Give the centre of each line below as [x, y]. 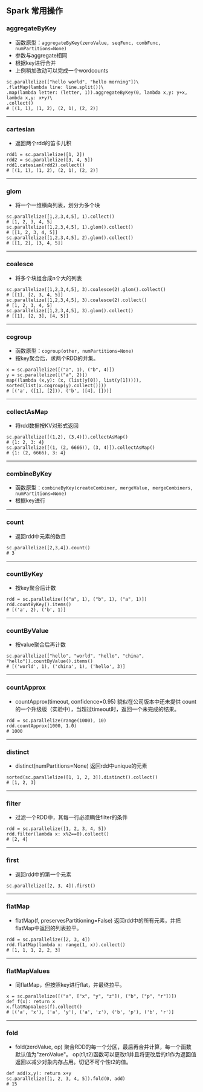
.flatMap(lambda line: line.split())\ [55, 87]
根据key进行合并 [35, 63]
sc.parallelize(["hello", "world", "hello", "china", [76, 656]
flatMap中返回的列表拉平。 [48, 928]
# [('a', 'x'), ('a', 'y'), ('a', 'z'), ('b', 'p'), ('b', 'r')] [90, 1012]
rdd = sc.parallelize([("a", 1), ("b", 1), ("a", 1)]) [77, 600]
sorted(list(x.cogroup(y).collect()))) [56, 385]
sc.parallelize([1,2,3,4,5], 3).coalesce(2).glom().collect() [86, 289]
